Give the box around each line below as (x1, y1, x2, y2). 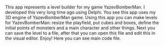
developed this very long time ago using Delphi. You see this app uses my (5, 9, 156, 15)
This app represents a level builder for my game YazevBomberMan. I (5, 4, 145, 10)
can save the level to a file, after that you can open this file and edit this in (5, 30, 156, 36)
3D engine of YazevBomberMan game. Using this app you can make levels (5, 15, 158, 20)
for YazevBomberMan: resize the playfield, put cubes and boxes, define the (5, 20, 160, 25)
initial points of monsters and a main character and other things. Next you (5, 25, 155, 31)
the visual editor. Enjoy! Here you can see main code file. (5, 35, 121, 41)
